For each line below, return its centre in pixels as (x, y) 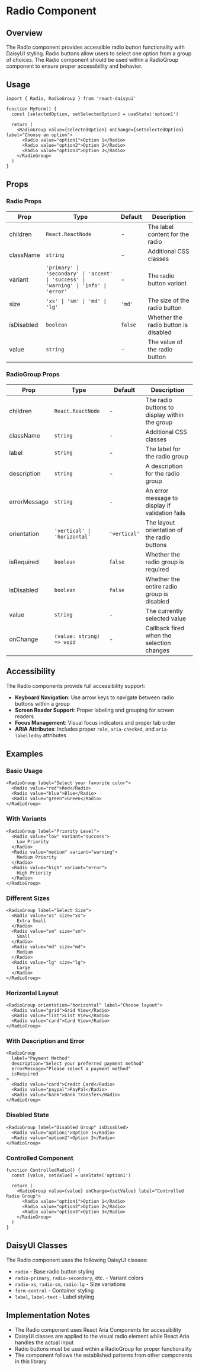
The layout (160, 523)
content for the (168, 234)
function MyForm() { (32, 109)
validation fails (166, 512)
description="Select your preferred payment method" (78, 1064)
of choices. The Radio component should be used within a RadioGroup (92, 60)
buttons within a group (42, 703)
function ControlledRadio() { (44, 1170)
